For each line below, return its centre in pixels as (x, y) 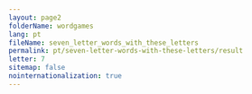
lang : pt (25, 34)
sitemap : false (37, 68)
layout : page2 (35, 17)
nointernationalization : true (65, 76)
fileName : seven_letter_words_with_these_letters (104, 43)
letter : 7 (27, 59)
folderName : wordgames (51, 26)
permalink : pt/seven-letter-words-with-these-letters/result (126, 51)
